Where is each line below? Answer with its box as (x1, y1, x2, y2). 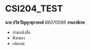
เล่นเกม (12, 40, 25, 46)
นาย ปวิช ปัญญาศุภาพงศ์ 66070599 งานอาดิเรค (5, 19, 85, 25)
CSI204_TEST (5, 3, 63, 14)
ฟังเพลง (12, 35, 25, 41)
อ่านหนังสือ (12, 29, 31, 35)
